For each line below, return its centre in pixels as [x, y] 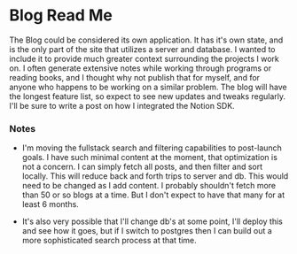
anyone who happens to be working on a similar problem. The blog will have [148, 87]
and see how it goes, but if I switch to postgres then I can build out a [147, 231]
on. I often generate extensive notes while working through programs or [141, 68]
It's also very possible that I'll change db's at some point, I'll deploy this [152, 221]
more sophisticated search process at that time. [109, 241]
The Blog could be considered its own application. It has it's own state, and [146, 40]
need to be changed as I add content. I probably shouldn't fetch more [149, 186]
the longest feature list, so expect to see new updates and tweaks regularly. [148, 96]
